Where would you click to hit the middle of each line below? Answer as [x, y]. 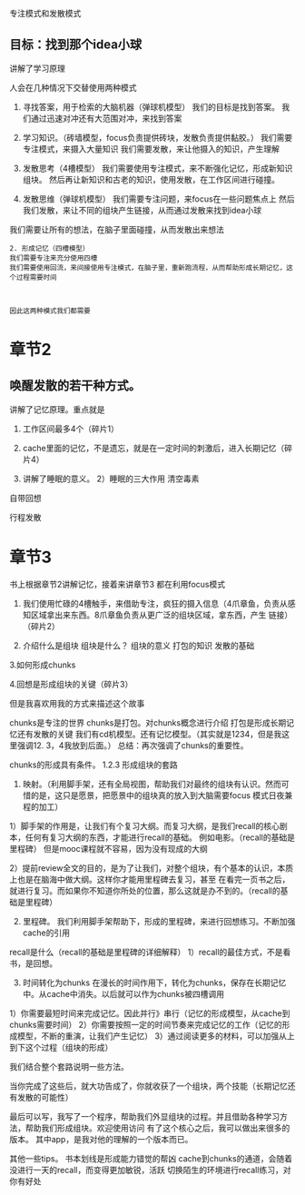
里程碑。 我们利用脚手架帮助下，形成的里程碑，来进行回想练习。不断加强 [159, 921]
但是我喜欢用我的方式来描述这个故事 [77, 703]
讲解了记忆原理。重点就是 [57, 409]
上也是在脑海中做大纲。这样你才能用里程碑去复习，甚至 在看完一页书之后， [150, 879]
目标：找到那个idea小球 [76, 45]
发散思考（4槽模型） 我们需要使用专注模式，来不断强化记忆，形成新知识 [157, 168]
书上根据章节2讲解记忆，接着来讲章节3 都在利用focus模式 [117, 584]
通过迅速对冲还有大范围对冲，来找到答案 [106, 118]
